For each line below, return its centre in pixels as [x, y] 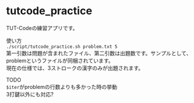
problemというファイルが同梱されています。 [60, 60]
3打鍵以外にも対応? [30, 94]
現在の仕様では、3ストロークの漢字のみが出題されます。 [75, 68]
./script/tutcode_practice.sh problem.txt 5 [62, 46]
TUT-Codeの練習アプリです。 [42, 28]
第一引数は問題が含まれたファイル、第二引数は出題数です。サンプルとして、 [99, 53]
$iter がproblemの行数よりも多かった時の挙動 [62, 86]
